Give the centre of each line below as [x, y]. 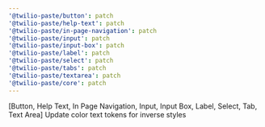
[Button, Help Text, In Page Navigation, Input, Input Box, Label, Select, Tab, [133, 106]
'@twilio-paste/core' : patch [57, 83]
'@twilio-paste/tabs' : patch [57, 68]
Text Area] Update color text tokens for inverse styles [97, 114]
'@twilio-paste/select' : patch [61, 61]
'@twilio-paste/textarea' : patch [65, 76]
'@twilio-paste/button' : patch [61, 16]
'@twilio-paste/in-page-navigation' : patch [83, 31]
